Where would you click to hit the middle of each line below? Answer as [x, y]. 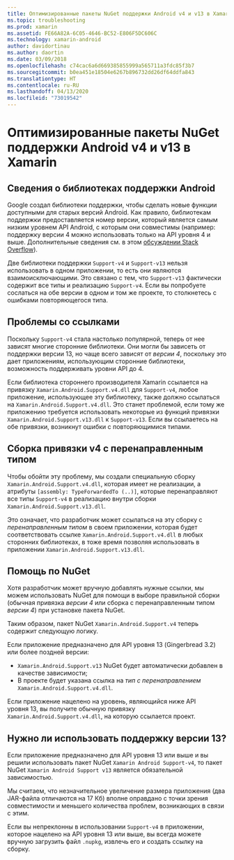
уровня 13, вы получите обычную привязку [71, 709]
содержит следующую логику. [53, 631]
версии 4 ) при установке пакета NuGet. [66, 610]
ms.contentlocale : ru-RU [43, 85]
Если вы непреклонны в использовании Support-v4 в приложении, [106, 827]
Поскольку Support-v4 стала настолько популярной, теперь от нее [106, 339]
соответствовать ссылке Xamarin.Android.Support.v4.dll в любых [105, 534]
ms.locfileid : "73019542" [45, 99]
